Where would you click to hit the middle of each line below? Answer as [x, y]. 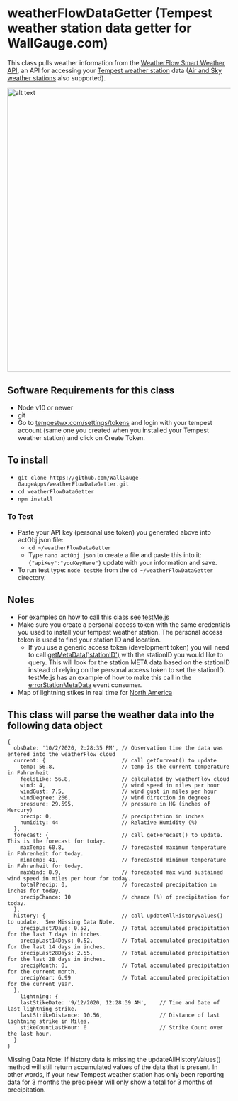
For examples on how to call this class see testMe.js [93, 617]
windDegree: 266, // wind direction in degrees [115, 798]
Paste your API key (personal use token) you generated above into [114, 532]
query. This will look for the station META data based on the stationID [129, 662]
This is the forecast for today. [57, 842]
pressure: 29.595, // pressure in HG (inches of [115, 804]
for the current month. [42, 972]
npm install [35, 499]
